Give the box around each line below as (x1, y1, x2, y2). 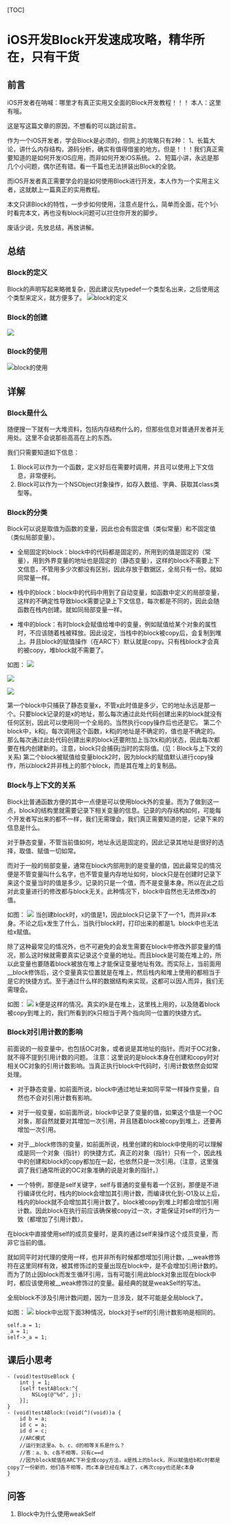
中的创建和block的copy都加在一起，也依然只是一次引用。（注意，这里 (16, 1157, 213, 1166)
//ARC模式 (19, 1434, 46, 1441)
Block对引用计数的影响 (7, 1027, 83, 1037)
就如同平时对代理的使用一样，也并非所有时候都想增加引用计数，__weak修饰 (7, 1252, 221, 1261)
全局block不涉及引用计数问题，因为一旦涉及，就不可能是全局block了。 (7, 1293, 208, 1301)
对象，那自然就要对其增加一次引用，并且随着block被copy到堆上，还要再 (16, 1117, 222, 1125)
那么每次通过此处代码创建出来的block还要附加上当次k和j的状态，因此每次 (7, 735, 214, 744)
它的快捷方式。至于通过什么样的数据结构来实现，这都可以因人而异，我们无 (12, 977, 224, 985)
